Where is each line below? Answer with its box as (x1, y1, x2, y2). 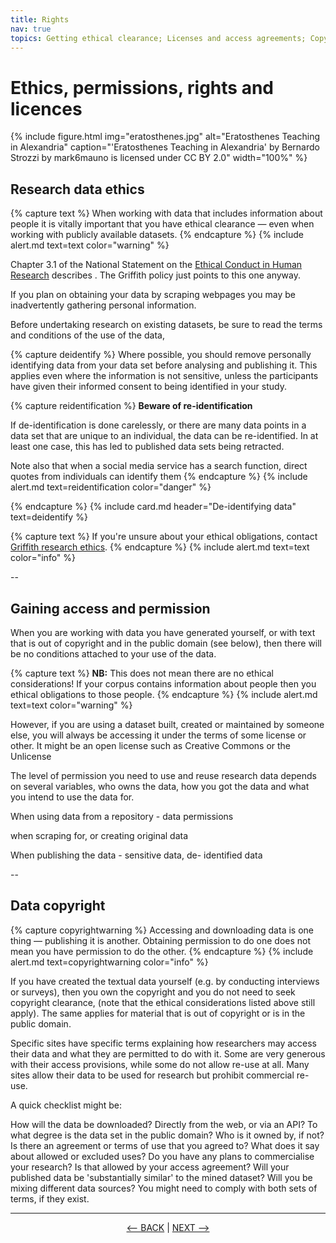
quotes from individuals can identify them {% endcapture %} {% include (10, 471, 308, 483)
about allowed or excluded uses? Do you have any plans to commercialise (10, 1150, 315, 1162)
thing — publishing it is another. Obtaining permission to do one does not (10, 934, 312, 946)
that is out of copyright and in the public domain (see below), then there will (10, 637, 323, 649)
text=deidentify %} (10, 511, 88, 523)
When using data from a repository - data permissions (10, 810, 234, 822)
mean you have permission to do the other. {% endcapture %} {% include (10, 945, 314, 957)
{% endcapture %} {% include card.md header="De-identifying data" (10, 501, 297, 513)
